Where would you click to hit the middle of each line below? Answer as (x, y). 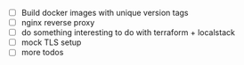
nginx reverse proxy (58, 23)
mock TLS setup (51, 42)
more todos (42, 53)
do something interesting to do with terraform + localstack (128, 32)
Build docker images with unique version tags (105, 13)
